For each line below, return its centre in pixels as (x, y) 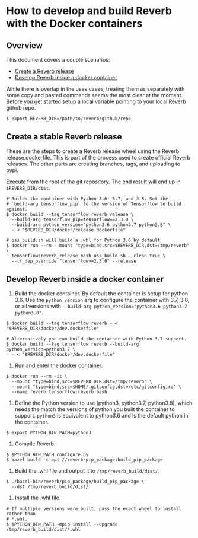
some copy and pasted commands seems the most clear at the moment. (95, 95)
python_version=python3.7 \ (41, 349)
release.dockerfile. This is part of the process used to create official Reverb (98, 157)
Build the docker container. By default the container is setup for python (101, 293)
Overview (25, 45)
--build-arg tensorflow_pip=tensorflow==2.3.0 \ (73, 219)
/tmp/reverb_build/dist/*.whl (44, 529)
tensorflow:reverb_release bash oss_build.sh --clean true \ (89, 256)
